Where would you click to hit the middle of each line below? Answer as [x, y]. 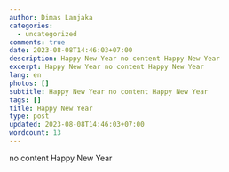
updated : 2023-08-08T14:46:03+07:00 [77, 125]
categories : [31, 26]
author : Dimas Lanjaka [51, 17]
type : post [29, 116]
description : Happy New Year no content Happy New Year [114, 59]
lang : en [25, 75]
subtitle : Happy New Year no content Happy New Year [109, 91]
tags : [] [25, 100]
